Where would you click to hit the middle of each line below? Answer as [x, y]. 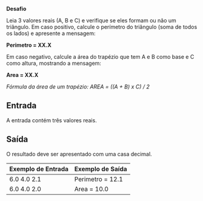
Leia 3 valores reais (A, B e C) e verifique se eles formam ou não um [92, 20]
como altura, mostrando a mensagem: [54, 63]
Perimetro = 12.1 [98, 179]
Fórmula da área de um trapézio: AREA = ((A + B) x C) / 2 [78, 87]
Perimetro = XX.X [29, 45]
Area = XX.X [22, 75]
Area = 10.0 [92, 189]
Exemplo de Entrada [39, 169]
